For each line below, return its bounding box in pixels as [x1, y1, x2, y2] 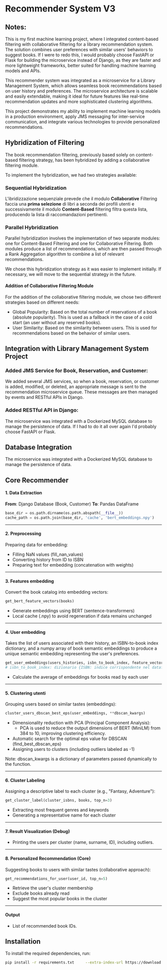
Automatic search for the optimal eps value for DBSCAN [12, 735, 127, 742]
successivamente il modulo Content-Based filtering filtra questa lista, [5, 206, 148, 212]
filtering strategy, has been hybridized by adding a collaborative [19, 157, 150, 163]
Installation [5, 937, 41, 946]
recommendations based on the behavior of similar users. [12, 330, 131, 336]
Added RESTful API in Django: [5, 407, 79, 414]
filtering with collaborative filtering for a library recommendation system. [5, 41, 154, 47]
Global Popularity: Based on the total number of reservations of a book [12, 309, 158, 315]
